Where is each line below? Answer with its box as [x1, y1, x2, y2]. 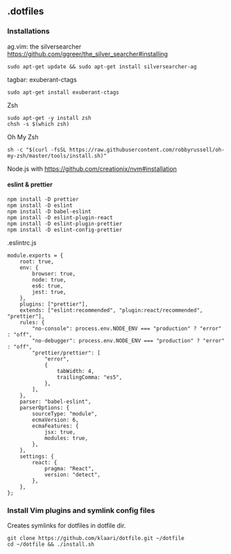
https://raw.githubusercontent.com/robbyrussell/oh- [69, 146, 225, 153]
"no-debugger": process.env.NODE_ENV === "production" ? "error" [32, 337, 225, 344]
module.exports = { [7, 252, 64, 259]
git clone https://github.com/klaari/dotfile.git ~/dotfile [7, 535, 185, 542]
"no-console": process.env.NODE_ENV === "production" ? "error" [32, 325, 222, 332]
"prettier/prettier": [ [32, 349, 101, 356]
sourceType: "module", [32, 410, 98, 417]
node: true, [32, 276, 67, 283]
